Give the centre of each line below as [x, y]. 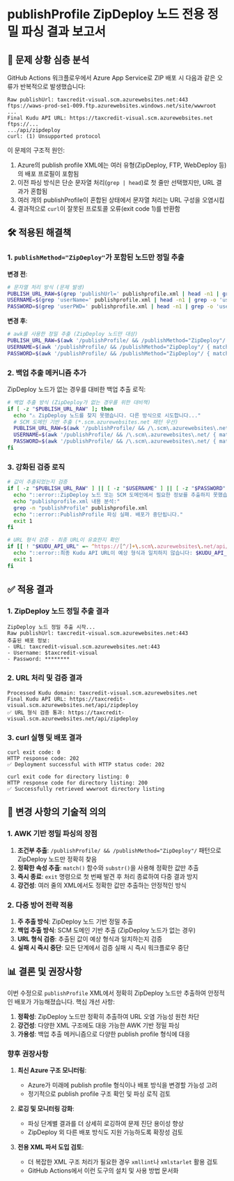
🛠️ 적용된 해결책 [39, 233]
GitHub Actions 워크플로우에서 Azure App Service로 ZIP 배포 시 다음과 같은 [111, 78]
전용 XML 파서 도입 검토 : [50, 1147]
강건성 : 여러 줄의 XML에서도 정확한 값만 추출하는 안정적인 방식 [102, 885]
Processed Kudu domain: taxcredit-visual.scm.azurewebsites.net [102, 693]
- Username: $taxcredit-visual [53, 653]
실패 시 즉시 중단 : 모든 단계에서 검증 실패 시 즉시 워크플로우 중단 [103, 947]
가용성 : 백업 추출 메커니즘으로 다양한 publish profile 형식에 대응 [103, 1034]
